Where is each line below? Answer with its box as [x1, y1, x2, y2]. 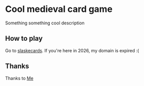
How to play [5, 34, 43, 43]
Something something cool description [5, 20, 85, 26]
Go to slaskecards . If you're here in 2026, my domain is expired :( [5, 47, 140, 53]
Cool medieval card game [5, 3, 113, 15]
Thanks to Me [5, 75, 34, 81]
